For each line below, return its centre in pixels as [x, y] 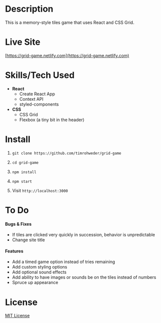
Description [29, 9]
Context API [31, 99]
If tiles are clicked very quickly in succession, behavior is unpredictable [83, 235]
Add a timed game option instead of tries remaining [63, 262]
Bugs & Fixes [18, 224]
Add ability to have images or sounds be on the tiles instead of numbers [84, 277]
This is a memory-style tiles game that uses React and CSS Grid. [70, 22]
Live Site [23, 42]
